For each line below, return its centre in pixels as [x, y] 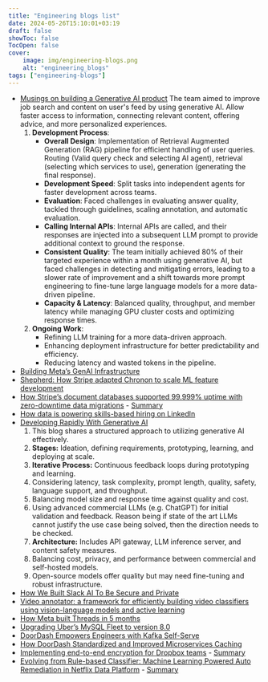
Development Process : [71, 132]
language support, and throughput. [90, 490]
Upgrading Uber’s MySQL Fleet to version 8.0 [95, 627]
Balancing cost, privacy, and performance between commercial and [144, 558]
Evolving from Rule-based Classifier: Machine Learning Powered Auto [135, 661]
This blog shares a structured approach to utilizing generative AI [138, 431]
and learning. [54, 473]
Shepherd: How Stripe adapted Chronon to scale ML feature [119, 380]
